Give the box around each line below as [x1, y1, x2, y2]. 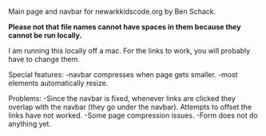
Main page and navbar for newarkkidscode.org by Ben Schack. [8, 7, 216, 16]
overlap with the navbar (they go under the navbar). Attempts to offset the [8, 103, 252, 111]
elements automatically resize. [8, 79, 109, 87]
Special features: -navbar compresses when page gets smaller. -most [8, 70, 238, 79]
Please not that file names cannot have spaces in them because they [8, 22, 241, 31]
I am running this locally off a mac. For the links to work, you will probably [8, 46, 251, 55]
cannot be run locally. [8, 31, 82, 40]
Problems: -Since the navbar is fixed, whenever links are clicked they [8, 94, 236, 103]
